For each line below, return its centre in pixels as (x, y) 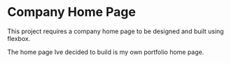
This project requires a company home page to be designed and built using (115, 31)
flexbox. (19, 38)
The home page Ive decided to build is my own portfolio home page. (106, 52)
